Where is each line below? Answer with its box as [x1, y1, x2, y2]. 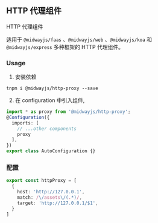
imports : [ [11, 120, 39, 126]
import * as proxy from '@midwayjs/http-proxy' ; [6, 109, 131, 115]
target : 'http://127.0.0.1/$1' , [17, 200, 98, 206]
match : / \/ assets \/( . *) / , [17, 195, 83, 201]
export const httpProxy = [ [6, 178, 77, 184]
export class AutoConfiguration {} [6, 148, 96, 154]
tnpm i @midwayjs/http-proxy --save [6, 85, 98, 92]
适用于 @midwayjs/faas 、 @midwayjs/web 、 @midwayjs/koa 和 [6, 36, 153, 43]
